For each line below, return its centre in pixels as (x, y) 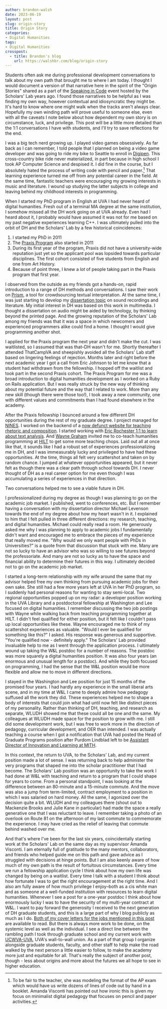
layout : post (19, 19)
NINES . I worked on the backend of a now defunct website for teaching (78, 425)
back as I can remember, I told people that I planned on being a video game (83, 148)
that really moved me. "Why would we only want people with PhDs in (76, 540)
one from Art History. (34, 264)
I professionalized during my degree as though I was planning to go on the (81, 498)
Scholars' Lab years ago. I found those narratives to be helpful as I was (78, 96)
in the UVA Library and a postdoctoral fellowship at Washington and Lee (79, 603)
